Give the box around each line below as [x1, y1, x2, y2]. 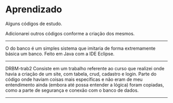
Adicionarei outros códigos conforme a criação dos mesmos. [5, 30, 135, 36]
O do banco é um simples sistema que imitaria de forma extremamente [5, 45, 156, 51]
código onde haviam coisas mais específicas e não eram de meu [5, 76, 143, 83]
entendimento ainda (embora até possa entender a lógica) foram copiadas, [5, 81, 164, 88]
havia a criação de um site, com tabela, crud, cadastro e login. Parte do [5, 71, 157, 77]
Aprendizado [5, 4, 62, 15]
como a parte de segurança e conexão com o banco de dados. [5, 87, 139, 93]
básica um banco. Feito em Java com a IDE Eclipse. [5, 50, 115, 57]
